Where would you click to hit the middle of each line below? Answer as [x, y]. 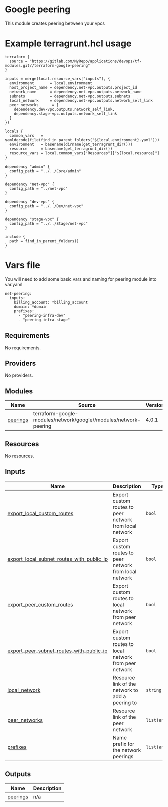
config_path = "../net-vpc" [39, 188]
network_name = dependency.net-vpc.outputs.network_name [76, 92]
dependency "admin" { [28, 167]
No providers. [19, 375]
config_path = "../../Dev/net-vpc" [47, 206]
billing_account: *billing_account [51, 302]
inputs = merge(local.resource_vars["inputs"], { [58, 79]
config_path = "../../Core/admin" [45, 171]
